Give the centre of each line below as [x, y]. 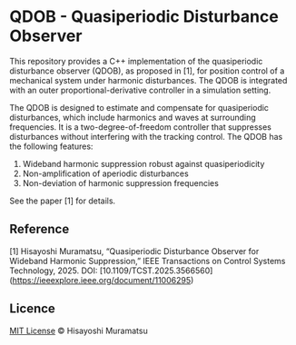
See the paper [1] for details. [63, 201]
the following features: [51, 146]
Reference [39, 229]
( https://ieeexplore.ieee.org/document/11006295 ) [102, 280]
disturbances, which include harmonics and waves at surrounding [133, 117]
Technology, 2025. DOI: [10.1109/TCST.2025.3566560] [111, 271]
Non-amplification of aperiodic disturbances [105, 173]
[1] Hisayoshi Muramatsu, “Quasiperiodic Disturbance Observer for [134, 251]
